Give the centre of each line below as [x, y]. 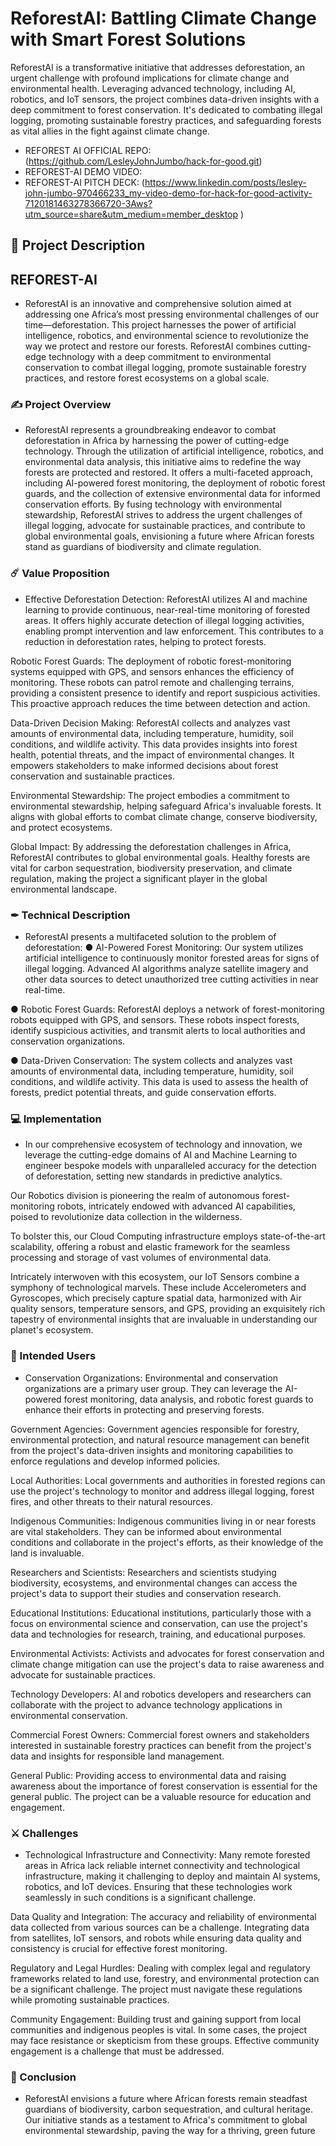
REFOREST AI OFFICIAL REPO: [88, 150]
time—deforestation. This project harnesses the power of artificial [160, 325]
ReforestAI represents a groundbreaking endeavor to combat [150, 430]
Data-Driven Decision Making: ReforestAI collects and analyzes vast [150, 723]
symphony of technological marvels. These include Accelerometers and [158, 1288]
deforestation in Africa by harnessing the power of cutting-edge [157, 441]
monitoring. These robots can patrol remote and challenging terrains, [152, 682]
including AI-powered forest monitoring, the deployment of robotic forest [175, 483]
